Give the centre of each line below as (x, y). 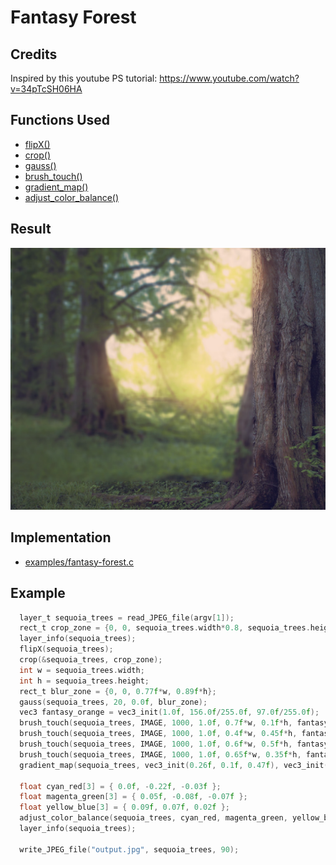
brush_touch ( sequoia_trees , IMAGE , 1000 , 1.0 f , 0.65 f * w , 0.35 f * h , (160, 754)
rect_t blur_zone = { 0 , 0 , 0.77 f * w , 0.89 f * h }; (118, 691)
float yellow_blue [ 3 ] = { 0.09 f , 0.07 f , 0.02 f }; (125, 807)
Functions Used (60, 120)
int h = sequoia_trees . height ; (84, 681)
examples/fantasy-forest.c (79, 562)
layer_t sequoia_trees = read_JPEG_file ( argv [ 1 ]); (127, 617)
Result (31, 229)
